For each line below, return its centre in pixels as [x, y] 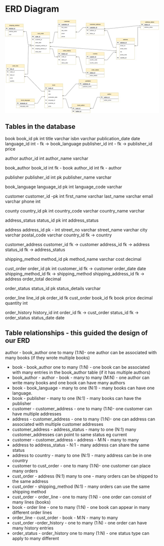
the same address [30, 481]
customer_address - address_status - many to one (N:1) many [74, 429]
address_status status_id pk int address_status [52, 220]
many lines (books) [31, 502]
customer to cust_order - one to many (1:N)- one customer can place [81, 465]
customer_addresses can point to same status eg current [70, 434]
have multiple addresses [37, 414]
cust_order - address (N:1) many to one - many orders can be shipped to [85, 476]
